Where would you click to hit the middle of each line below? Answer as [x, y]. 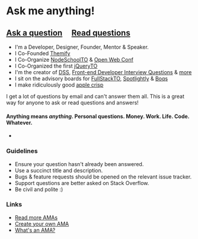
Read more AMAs [36, 217]
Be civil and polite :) [39, 189]
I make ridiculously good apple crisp [59, 85]
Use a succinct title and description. [59, 170]
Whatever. [19, 122]
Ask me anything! [50, 11]
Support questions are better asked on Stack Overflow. [82, 183]
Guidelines [22, 151]
